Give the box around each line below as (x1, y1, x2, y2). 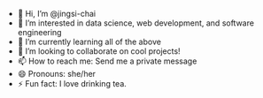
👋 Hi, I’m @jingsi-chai (17, 9, 96, 19)
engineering (17, 27, 62, 37)
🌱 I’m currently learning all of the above (17, 36, 162, 47)
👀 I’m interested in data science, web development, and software (17, 18, 255, 28)
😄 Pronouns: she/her (17, 69, 96, 79)
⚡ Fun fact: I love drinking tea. (17, 79, 127, 88)
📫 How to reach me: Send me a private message (17, 56, 197, 66)
